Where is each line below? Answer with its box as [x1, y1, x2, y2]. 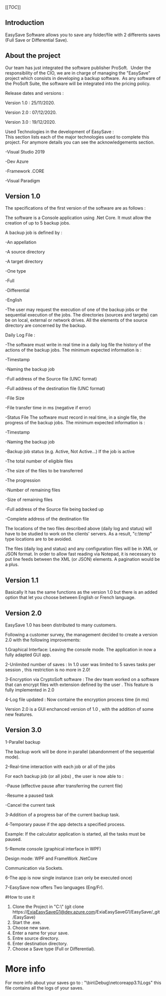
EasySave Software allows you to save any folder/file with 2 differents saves [5, 32, 161, 38]
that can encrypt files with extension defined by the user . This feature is [5, 682, 154, 688]
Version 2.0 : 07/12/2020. [5, 109, 57, 115]
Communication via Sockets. [5, 865, 63, 871]
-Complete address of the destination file [5, 516, 89, 522]
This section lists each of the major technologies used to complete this [5, 134, 150, 140]
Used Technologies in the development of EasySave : [5, 129, 114, 135]
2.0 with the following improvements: [5, 637, 81, 643]
